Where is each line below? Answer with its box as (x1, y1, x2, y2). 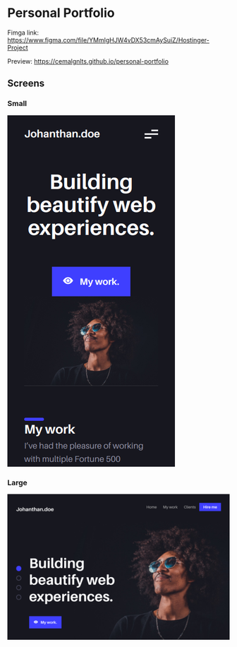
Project (7, 43, 28, 52)
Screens (7, 78, 44, 90)
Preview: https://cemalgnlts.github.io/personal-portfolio (7, 57, 169, 65)
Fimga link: (7, 28, 39, 37)
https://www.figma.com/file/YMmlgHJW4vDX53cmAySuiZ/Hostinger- (7, 35, 209, 44)
